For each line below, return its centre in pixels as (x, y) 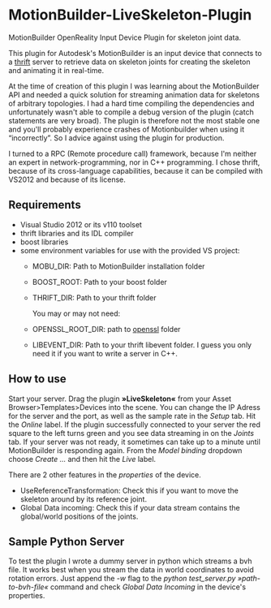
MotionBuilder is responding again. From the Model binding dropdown (125, 450)
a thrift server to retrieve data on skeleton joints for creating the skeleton (129, 62)
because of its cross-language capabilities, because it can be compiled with (136, 170)
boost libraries (44, 242)
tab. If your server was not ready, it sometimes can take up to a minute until (135, 442)
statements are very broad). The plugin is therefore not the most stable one (134, 120)
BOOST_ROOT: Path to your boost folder (100, 282)
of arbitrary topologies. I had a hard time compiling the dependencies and (131, 103)
